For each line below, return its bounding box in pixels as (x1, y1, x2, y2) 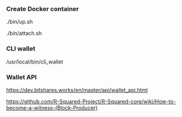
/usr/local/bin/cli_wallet (6, 58, 64, 65)
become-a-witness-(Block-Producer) (6, 104, 98, 111)
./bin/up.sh (6, 18, 33, 26)
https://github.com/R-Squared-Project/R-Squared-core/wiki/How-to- (6, 97, 176, 105)
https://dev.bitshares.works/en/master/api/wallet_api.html (6, 86, 148, 93)
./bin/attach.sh (6, 30, 42, 37)
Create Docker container (6, 5, 79, 13)
